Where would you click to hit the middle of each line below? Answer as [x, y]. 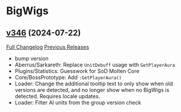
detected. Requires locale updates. [57, 96]
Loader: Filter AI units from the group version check [78, 103]
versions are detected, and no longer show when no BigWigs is [92, 90]
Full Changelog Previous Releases [48, 47]
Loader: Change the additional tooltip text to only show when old [94, 84]
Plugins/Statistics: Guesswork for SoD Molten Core [77, 71]
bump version [31, 58]
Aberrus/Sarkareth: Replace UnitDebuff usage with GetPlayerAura [95, 65]
